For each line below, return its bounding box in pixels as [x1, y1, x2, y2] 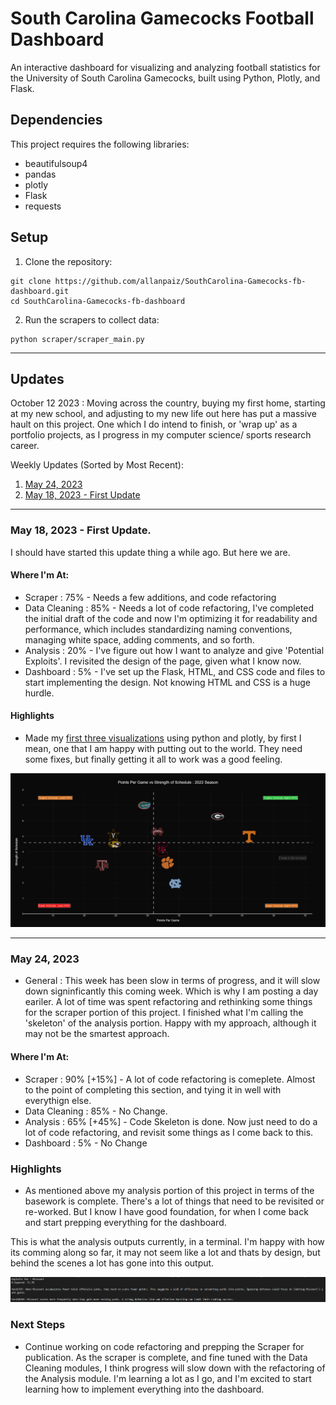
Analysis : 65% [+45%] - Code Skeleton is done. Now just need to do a [24, 1115, 318, 1127]
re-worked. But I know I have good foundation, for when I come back [24, 1205, 309, 1217]
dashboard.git [10, 286, 70, 296]
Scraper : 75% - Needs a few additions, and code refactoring [24, 591, 277, 603]
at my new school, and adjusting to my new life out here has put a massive [10, 408, 317, 420]
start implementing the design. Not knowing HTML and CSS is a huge [24, 676, 311, 688]
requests [24, 200, 62, 212]
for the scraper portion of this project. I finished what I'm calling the [24, 1007, 304, 1019]
